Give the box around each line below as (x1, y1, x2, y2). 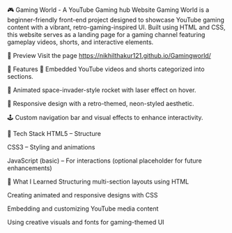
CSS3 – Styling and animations (7, 143, 95, 151)
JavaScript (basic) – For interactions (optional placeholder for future (7, 156, 202, 165)
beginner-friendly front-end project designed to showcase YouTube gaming (7, 16, 225, 24)
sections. (7, 73, 33, 80)
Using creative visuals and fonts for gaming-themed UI (7, 218, 165, 226)
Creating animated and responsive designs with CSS (7, 191, 158, 199)
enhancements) (7, 164, 52, 172)
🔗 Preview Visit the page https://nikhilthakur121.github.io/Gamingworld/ (7, 52, 211, 59)
